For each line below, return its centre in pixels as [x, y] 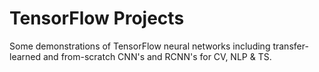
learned [25, 56]
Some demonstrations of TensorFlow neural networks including [140, 46]
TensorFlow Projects [97, 18]
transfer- [290, 46]
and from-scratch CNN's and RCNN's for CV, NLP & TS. [157, 56]
